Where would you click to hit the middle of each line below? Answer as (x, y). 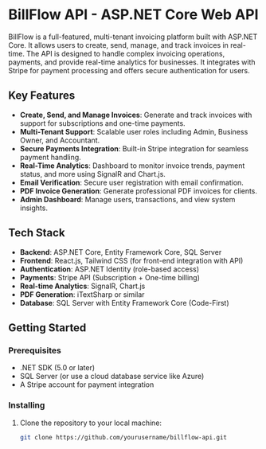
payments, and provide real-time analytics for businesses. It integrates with (132, 62)
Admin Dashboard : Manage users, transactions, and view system (127, 199)
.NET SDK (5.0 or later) (57, 368)
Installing (27, 405)
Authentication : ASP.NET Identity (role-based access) (110, 269)
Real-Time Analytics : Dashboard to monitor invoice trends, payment (132, 166)
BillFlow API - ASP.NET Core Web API (133, 15)
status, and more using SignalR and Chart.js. (92, 174)
